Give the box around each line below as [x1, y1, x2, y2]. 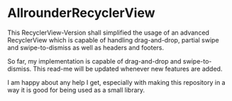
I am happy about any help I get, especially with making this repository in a [7, 78, 226, 86]
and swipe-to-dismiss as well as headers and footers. [7, 43, 165, 52]
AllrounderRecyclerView [7, 5, 155, 21]
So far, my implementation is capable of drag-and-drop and [7, 57, 182, 65]
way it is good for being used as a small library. [7, 85, 145, 94]
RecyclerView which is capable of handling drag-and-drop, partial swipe [7, 35, 219, 44]
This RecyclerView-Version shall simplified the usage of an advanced [7, 28, 209, 37]
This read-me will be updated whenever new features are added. [33, 64, 223, 73]
